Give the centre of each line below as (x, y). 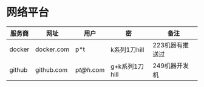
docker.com (53, 49)
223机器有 (168, 45)
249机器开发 (171, 66)
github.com (52, 69)
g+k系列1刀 (127, 66)
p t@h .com (90, 69)
